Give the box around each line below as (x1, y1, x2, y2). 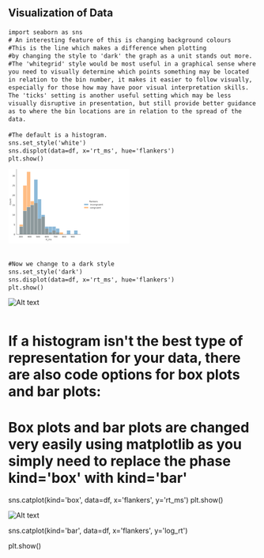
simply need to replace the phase (8, 452, 232, 470)
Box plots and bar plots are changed (8, 419, 250, 437)
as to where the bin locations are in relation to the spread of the (8, 107, 243, 115)
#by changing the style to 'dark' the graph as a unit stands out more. (8, 51, 253, 60)
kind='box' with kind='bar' (8, 469, 188, 487)
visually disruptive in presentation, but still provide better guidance (8, 99, 257, 107)
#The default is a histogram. (8, 130, 108, 139)
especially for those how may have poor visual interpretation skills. (8, 83, 249, 92)
